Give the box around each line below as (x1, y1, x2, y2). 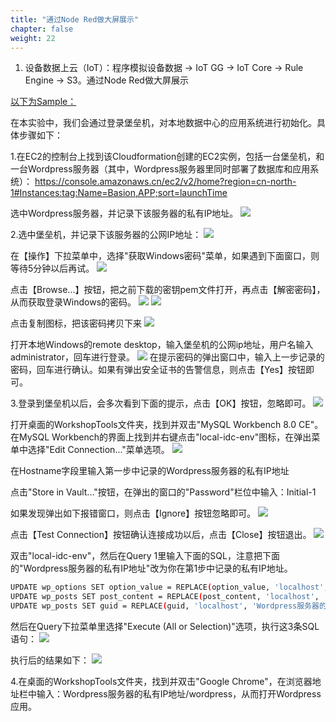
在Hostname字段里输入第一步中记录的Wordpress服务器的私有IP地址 (10, 465, 290, 477)
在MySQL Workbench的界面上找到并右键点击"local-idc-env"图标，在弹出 (10, 431, 312, 443)
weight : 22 (10, 33, 56, 43)
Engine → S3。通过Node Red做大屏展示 (24, 74, 189, 86)
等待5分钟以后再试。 (10, 262, 95, 275)
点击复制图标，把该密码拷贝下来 (10, 317, 142, 330)
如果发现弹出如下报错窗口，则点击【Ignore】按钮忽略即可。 (10, 507, 257, 520)
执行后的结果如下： (10, 654, 90, 666)
